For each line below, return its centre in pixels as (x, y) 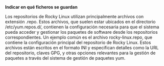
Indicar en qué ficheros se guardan (41, 7)
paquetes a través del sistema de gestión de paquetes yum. (65, 58)
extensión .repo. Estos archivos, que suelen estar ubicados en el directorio (80, 22)
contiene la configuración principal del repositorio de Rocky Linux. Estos (78, 43)
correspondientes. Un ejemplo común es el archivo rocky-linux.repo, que (79, 37)
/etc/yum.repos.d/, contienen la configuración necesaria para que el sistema (82, 27)
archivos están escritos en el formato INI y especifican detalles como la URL (82, 48)
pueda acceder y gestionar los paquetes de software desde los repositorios (82, 32)
